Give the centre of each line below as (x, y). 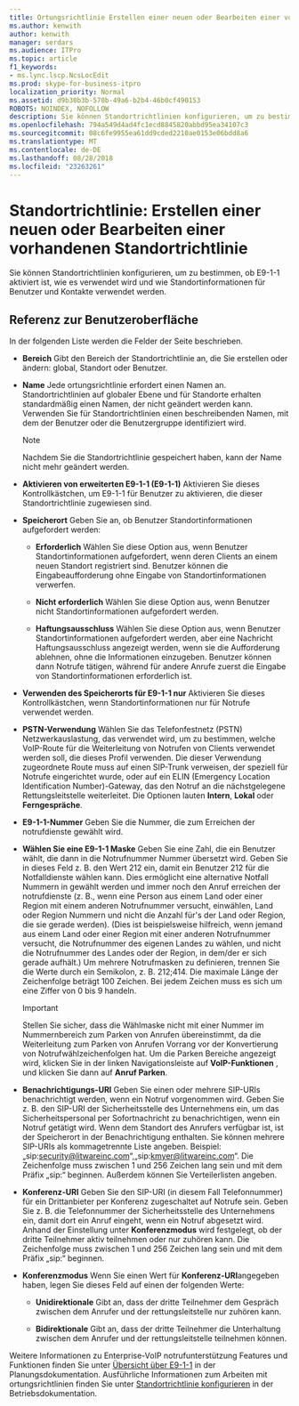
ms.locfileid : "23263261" (57, 166)
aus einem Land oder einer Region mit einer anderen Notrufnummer (146, 934)
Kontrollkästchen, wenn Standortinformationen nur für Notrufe (136, 703)
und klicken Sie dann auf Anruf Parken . (95, 1072)
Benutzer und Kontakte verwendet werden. (88, 292)
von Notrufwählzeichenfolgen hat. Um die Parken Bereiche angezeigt (149, 1054)
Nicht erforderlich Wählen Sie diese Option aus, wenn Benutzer (153, 602)
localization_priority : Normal (67, 92)
